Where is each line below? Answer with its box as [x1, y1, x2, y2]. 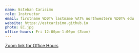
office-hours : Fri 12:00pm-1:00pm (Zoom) [5, 29, 91, 34]
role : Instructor [5, 12, 40, 16]
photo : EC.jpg [5, 25, 34, 30]
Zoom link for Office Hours [5, 43, 59, 48]
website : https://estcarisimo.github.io [5, 20, 89, 26]
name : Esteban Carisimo [5, 7, 54, 12]
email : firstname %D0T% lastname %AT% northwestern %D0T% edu [5, 16, 134, 21]
